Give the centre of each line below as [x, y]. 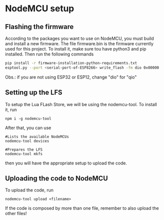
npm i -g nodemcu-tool [28, 118]
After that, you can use [28, 128]
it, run [11, 110]
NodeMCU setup [40, 9]
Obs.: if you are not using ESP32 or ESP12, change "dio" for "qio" [71, 77]
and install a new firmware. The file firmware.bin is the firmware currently [79, 44]
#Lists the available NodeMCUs [37, 137]
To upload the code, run [29, 190]
